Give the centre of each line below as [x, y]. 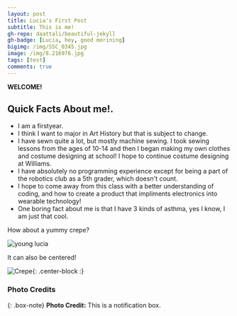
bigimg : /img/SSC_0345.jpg [47, 47]
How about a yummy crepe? [49, 230]
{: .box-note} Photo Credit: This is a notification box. [84, 305]
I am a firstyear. [40, 126]
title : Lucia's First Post [47, 21]
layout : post [27, 14]
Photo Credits [32, 290]
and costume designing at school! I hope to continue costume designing [123, 156]
